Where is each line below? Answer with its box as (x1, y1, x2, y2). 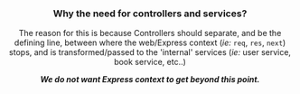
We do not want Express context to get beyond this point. (40, 74, 260, 85)
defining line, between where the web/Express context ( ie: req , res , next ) (14, 37, 286, 48)
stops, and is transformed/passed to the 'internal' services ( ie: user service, (8, 47, 292, 58)
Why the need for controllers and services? (52, 7, 248, 20)
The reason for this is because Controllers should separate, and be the (18, 28, 282, 39)
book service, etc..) (114, 57, 186, 68)
